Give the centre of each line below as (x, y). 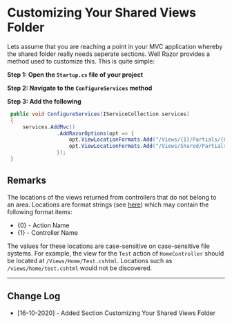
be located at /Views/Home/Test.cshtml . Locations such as (90, 260)
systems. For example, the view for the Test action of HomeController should (116, 253)
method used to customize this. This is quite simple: (81, 61)
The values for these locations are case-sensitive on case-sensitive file (109, 246)
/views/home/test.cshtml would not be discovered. (80, 268)
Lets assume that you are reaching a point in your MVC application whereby (115, 46)
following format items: (40, 211)
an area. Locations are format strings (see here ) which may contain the (108, 204)
